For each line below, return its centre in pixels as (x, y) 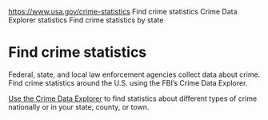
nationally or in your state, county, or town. (79, 106)
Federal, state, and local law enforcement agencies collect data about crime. (134, 74)
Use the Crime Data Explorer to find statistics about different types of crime (133, 98)
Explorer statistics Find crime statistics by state (86, 20)
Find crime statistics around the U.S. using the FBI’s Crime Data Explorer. (128, 82)
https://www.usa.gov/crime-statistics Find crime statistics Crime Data (123, 12)
